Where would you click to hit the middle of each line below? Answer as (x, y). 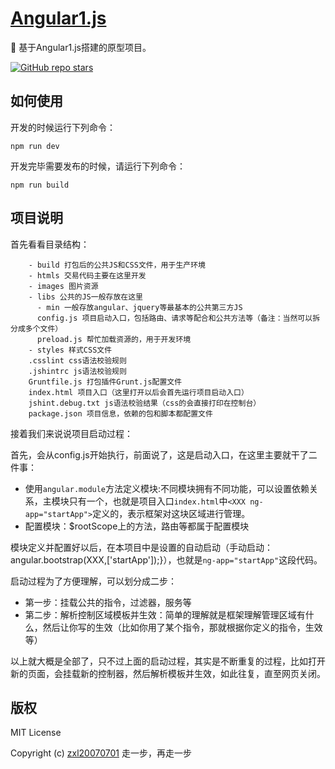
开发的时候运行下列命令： (63, 127)
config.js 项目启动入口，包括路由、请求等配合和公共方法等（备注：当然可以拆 (178, 318)
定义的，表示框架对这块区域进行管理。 (171, 513)
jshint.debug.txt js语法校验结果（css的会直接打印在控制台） (145, 403)
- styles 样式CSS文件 (70, 350)
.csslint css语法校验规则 (77, 360)
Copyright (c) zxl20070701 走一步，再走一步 (101, 753)
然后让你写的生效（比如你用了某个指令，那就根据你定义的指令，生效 (182, 627)
